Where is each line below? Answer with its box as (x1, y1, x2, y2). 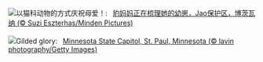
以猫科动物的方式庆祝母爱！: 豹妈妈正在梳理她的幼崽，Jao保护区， (16, 9, 236, 17)
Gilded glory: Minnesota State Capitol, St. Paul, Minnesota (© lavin (16, 36, 234, 46)
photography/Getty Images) (8, 45, 98, 54)
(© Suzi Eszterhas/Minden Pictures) (16, 18, 133, 27)
